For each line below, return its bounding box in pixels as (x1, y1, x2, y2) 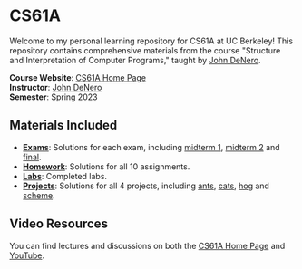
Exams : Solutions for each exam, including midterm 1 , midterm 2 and (22, 141, 280, 152)
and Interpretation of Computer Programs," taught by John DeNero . (9, 54, 261, 65)
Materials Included (9, 118, 118, 133)
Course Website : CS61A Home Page (9, 72, 147, 82)
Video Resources (9, 216, 109, 232)
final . (22, 151, 42, 162)
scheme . (22, 189, 56, 200)
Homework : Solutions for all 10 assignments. (22, 160, 190, 172)
